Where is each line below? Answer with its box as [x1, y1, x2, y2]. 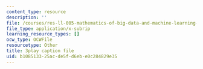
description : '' [6, 14, 47, 20]
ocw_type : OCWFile [6, 37, 53, 43]
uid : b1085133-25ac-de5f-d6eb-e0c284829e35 [6, 53, 118, 59]
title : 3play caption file [6, 48, 74, 54]
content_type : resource [6, 8, 66, 15]
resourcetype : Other [6, 43, 59, 49]
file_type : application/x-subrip [6, 25, 91, 32]
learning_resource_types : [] [6, 31, 80, 37]
